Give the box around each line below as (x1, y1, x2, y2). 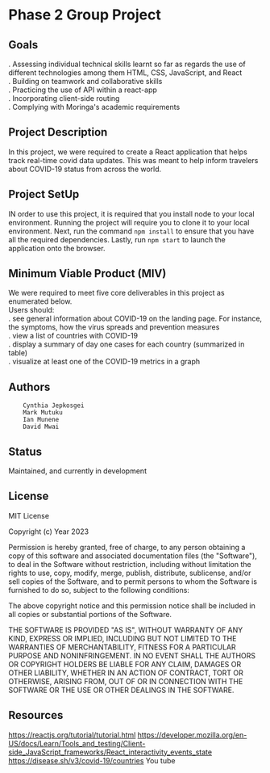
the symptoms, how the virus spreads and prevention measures (8, 322, 220, 332)
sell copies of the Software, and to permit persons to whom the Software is (8, 576, 258, 586)
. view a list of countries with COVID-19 (8, 331, 139, 341)
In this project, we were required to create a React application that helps (8, 147, 247, 157)
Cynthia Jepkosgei (23, 401, 85, 410)
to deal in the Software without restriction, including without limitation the (8, 559, 251, 569)
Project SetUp (8, 187, 80, 201)
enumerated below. (8, 296, 73, 306)
